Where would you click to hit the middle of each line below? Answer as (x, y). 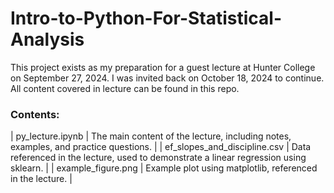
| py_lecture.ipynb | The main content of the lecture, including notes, (151, 136)
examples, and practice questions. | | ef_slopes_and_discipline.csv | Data (161, 147)
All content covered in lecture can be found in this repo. (125, 88)
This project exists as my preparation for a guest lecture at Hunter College (163, 67)
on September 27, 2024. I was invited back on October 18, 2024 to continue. (167, 78)
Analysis (47, 39)
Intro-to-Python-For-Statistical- (146, 18)
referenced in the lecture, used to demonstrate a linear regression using (158, 158)
